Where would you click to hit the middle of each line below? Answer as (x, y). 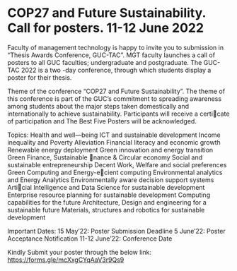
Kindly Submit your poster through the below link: (80, 252)
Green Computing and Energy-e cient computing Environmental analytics (115, 172)
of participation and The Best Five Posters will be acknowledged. (102, 121)
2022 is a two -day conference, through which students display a (116, 70)
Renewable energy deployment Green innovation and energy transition (110, 150)
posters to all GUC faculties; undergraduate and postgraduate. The (105, 62)
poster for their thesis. (40, 77)
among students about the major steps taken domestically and (98, 106)
